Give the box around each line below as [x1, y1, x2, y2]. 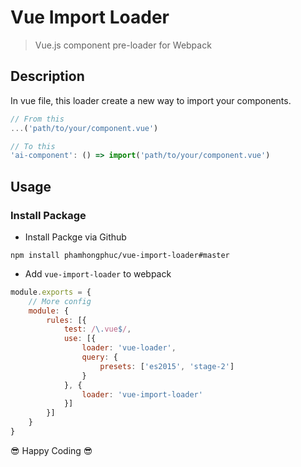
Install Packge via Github [24, 231, 127, 243]
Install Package [10, 208, 87, 222]
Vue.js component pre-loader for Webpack [34, 39, 212, 51]
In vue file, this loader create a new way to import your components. [10, 94, 292, 106]
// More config [28, 296, 92, 306]
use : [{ [63, 334, 97, 344]
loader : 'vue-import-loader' [81, 389, 203, 400]
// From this [10, 114, 65, 124]
